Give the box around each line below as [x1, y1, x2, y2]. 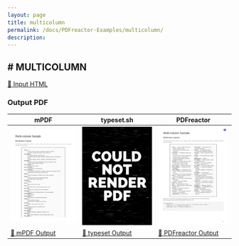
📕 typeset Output [82, 229, 132, 237]
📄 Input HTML [7, 80, 48, 89]
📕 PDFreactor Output [157, 229, 219, 237]
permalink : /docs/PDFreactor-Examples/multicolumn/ [7, 26, 164, 33]
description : [7, 34, 46, 41]
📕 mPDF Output [10, 229, 56, 237]
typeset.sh [100, 116, 134, 124]
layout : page [7, 11, 46, 18]
